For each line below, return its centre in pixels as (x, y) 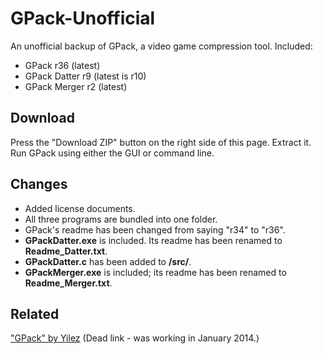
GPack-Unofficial (83, 18)
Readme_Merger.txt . (68, 283)
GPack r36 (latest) (62, 65)
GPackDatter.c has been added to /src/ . (108, 261)
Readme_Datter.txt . (66, 251)
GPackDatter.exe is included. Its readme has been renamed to (153, 240)
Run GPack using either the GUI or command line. (112, 153)
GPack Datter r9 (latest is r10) (85, 76)
